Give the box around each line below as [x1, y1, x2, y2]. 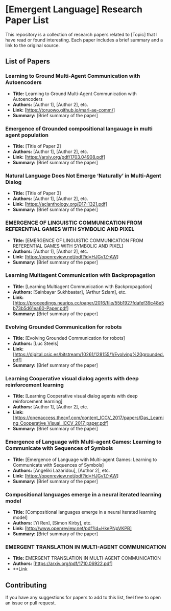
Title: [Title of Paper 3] [12, 190, 61, 197]
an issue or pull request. [5, 600, 56, 606]
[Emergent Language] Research [5, 4, 143, 15]
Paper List [5, 14, 49, 26]
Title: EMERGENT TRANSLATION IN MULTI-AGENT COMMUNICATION [12, 555, 161, 561]
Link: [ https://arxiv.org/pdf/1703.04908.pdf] [12, 154, 106, 160]
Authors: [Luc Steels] [12, 340, 59, 346]
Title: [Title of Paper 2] [12, 143, 61, 149]
